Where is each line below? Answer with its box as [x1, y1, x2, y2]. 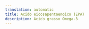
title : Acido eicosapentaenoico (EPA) [5, 12, 85, 17]
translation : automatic [5, 7, 54, 12]
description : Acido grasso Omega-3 [5, 16, 78, 21]
